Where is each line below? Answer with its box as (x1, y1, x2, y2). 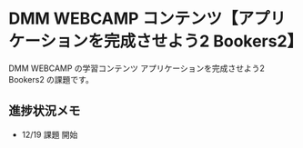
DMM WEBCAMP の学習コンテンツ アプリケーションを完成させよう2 (8, 63, 266, 74)
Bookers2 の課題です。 (8, 74, 95, 84)
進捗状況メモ (8, 104, 81, 119)
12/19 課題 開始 (21, 129, 78, 140)
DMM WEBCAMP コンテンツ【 (8, 8, 238, 29)
